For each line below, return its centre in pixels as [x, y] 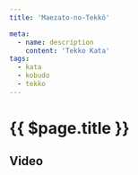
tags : [19, 59]
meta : [19, 34]
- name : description [56, 42]
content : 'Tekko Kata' [68, 50]
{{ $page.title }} [69, 128]
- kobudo [34, 76]
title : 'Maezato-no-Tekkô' [60, 17]
